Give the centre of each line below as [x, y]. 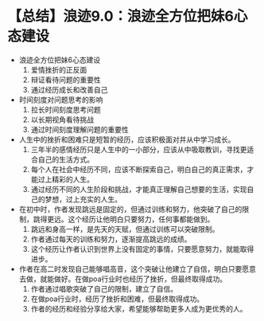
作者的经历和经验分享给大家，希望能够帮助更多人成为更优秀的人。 [139, 308]
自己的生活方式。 [66, 159]
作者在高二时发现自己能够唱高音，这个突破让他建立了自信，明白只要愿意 [137, 268]
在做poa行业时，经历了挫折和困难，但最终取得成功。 [117, 299]
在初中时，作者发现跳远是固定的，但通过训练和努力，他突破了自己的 [130, 209]
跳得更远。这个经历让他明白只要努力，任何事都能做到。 [124, 219]
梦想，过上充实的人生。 [83, 199]
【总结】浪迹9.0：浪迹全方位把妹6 [120, 16]
